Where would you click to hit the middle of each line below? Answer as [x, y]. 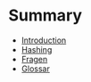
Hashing [37, 49]
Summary [45, 16]
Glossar [35, 69]
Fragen [34, 59]
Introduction [44, 40]
